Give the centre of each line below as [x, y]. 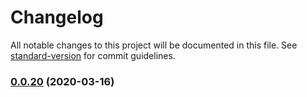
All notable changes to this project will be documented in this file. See [154, 45]
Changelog [57, 17]
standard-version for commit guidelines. [93, 55]
